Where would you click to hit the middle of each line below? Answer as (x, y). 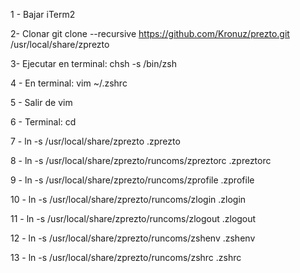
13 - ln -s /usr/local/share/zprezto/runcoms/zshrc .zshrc (126, 257)
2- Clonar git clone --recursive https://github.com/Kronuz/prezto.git (150, 33)
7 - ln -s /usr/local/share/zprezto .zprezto (95, 141)
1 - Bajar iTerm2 (43, 14)
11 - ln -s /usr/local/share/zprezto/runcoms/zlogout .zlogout (133, 218)
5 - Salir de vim (41, 102)
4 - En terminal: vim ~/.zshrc (69, 83)
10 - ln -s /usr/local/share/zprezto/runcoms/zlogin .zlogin (128, 199)
